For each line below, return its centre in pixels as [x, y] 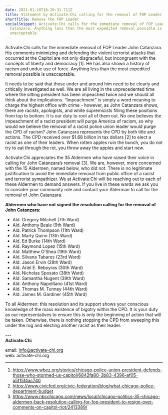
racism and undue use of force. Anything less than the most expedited [77, 69]
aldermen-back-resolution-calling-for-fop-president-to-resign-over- [83, 402]
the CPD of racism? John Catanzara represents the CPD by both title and [80, 132]
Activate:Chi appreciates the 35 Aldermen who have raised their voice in [79, 158]
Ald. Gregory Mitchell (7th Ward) [46, 220]
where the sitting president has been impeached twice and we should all [80, 94]
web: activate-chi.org [27, 355]
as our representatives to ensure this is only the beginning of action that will [83, 315]
